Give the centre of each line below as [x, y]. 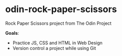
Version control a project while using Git [54, 48]
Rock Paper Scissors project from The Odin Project [58, 23]
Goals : [12, 33]
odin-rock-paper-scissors [61, 9]
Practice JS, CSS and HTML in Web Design [57, 43]
